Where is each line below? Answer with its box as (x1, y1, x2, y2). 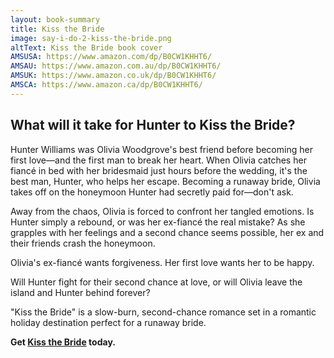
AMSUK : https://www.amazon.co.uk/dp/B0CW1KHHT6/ (10, 71, 217, 81)
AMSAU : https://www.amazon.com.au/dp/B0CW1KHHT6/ (10, 61, 222, 71)
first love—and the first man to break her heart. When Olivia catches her (10, 154, 307, 166)
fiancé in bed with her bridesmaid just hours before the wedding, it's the (10, 164, 308, 176)
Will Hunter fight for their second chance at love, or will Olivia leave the (10, 276, 303, 288)
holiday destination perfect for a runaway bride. (10, 316, 207, 328)
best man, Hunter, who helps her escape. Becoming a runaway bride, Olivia (10, 175, 321, 187)
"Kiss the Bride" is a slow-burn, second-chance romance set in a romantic (10, 306, 317, 318)
